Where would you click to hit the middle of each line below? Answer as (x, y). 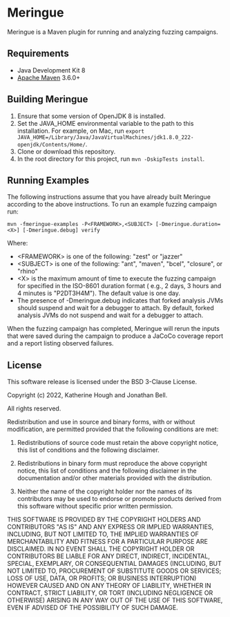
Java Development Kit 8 (51, 70)
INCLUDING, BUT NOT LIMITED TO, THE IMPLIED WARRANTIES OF (103, 534)
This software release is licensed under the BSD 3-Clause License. (102, 382)
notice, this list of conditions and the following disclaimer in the (107, 471)
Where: (18, 243)
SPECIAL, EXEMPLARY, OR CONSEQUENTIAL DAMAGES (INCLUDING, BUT (115, 564)
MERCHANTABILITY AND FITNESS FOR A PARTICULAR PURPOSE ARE (108, 542)
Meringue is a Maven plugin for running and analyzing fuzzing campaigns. (113, 32)
